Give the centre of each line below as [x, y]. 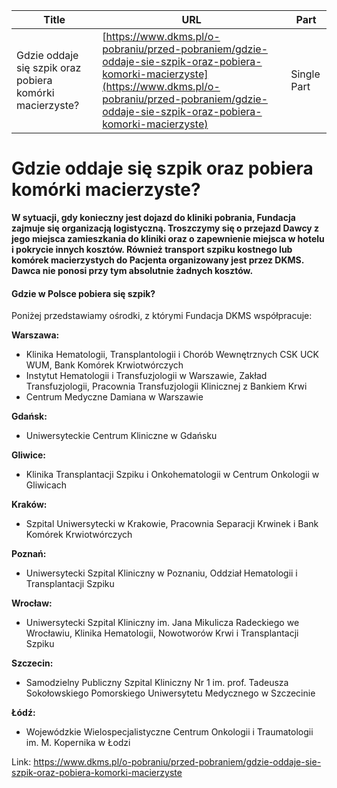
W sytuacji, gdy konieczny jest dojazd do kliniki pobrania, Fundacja [153, 217]
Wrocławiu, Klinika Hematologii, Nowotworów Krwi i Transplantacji [162, 633]
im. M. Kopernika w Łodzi [78, 743]
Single [305, 74]
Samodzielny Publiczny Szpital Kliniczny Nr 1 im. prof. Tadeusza [157, 683]
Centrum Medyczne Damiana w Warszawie [114, 397]
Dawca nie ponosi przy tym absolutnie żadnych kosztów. [132, 270]
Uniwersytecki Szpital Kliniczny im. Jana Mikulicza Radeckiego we [162, 623]
